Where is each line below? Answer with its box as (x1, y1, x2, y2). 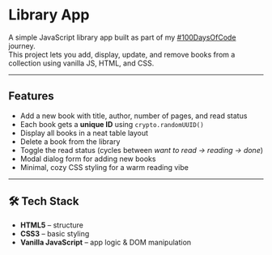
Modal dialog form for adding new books (19, 154, 156, 164)
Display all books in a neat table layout (19, 128, 148, 138)
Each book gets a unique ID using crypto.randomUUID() (19, 119, 204, 129)
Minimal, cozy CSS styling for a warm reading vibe (19, 162, 189, 172)
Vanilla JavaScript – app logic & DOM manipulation (19, 237, 192, 247)
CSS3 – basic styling (19, 228, 90, 238)
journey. (8, 40, 36, 50)
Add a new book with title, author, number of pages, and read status (19, 111, 248, 121)
